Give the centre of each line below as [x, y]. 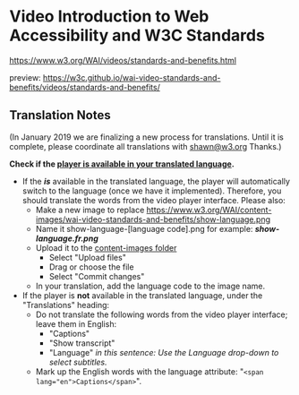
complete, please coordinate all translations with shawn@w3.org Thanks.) [145, 146]
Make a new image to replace [90, 210]
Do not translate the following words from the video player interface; [162, 314]
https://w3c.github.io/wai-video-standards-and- [132, 77]
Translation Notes [60, 115]
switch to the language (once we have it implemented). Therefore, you [152, 191]
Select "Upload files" [88, 257]
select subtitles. [78, 362]
